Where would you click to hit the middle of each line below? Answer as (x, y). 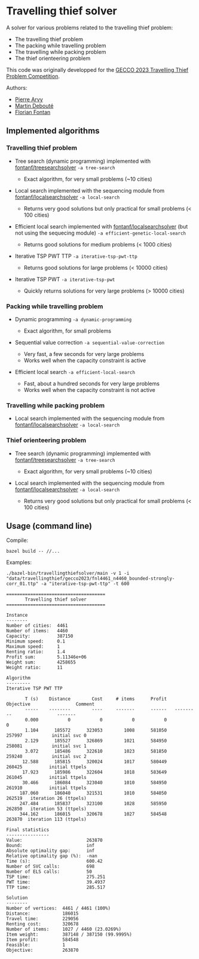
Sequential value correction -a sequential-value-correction (90, 342)
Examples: (19, 562)
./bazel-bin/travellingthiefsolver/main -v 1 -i (68, 573)
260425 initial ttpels (46, 767)
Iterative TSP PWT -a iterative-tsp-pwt (65, 279)
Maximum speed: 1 (33, 647)
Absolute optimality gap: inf (50, 851)
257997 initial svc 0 (46, 736)
